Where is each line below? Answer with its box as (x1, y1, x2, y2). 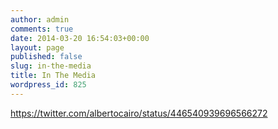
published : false (10, 52, 83, 62)
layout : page (10, 42, 65, 53)
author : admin (10, 14, 70, 25)
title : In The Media (10, 71, 97, 81)
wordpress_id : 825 (10, 80, 87, 90)
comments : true (10, 24, 74, 34)
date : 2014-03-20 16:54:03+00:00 (10, 33, 150, 43)
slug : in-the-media (10, 61, 92, 71)
